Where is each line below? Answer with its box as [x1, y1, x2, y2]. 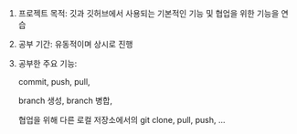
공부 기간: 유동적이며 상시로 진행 [17, 39, 133, 49]
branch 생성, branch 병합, [17, 95, 112, 106]
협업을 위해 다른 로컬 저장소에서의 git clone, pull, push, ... [17, 115, 226, 125]
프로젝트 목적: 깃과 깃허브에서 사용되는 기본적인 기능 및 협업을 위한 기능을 [17, 8, 280, 18]
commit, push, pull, [17, 77, 90, 87]
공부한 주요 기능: [17, 58, 78, 68]
